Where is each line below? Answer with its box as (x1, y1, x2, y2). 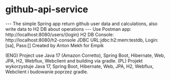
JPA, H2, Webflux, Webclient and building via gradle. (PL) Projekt (5, 57, 143, 64)
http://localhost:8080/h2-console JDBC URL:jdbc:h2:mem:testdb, (5, 37, 144, 43)
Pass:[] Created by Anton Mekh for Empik (16, 42, 104, 48)
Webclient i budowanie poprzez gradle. (5, 68, 88, 75)
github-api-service (5, 4, 88, 15)
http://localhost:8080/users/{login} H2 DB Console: (5, 31, 114, 37)
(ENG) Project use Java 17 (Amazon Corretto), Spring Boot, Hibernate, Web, (5, 52, 165, 58)
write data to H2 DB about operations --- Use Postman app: (5, 26, 132, 32)
